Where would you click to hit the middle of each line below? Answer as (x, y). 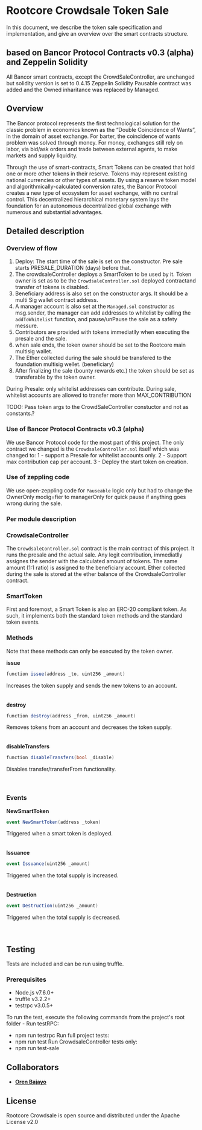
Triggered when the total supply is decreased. (63, 918)
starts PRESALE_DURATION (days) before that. (73, 268)
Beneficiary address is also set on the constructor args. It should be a (101, 293)
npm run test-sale (37, 1048)
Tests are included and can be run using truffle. (65, 964)
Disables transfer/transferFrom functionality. (61, 769)
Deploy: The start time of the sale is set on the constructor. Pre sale (99, 261)
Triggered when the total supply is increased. (62, 875)
